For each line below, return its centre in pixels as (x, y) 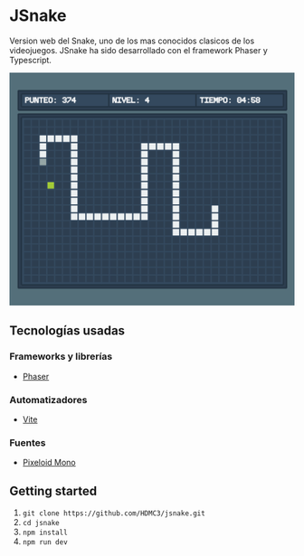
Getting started (53, 490)
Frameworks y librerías (61, 356)
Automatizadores (48, 400)
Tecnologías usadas (67, 331)
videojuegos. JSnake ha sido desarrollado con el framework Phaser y (139, 50)
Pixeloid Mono (49, 463)
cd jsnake (41, 523)
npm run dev (45, 542)
